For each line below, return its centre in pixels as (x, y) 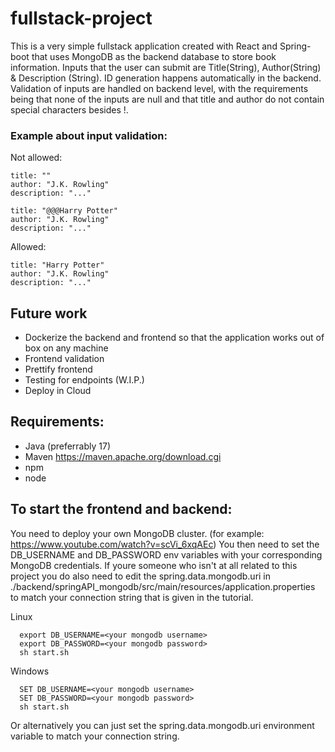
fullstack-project (81, 18)
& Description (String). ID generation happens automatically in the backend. (166, 78)
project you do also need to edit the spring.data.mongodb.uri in (141, 576)
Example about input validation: (89, 135)
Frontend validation (64, 359)
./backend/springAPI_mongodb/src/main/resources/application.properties (163, 586)
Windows (30, 671)
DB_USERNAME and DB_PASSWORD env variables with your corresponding (166, 554)
